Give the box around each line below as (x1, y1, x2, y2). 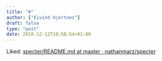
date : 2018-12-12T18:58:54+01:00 (6, 31, 91, 37)
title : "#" (6, 8, 34, 15)
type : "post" (6, 25, 40, 32)
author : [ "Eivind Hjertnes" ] (6, 14, 80, 21)
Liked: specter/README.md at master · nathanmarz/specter (6, 48, 156, 55)
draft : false (6, 20, 40, 26)
